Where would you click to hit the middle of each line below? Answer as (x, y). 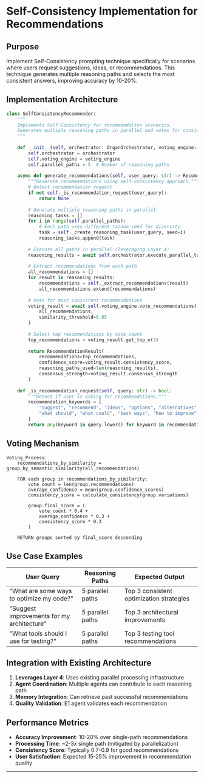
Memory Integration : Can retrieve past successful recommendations (101, 697)
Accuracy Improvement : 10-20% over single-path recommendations (101, 737)
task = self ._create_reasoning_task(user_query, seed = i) (112, 232)
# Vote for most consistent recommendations (85, 300)
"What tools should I (38, 634)
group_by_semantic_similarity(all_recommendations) (73, 468)
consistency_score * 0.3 (70, 521)
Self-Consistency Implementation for (102, 11)
